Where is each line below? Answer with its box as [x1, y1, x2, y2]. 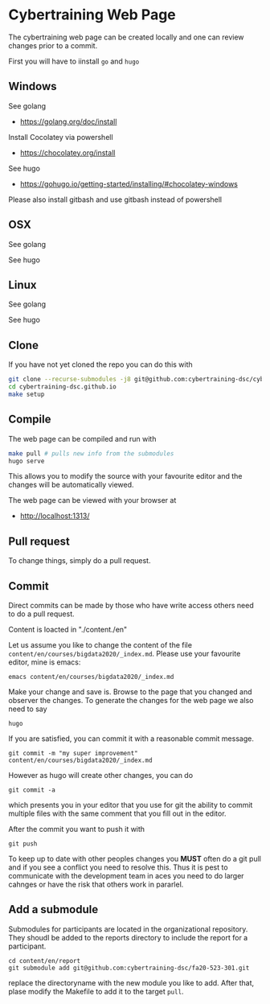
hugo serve [8, 457, 45, 465]
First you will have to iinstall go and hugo [8, 56, 140, 66]
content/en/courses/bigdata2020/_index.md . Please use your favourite [8, 649, 241, 658]
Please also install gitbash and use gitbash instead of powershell [8, 195, 223, 204]
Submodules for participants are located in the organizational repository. [8, 924, 248, 934]
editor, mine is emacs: [8, 657, 81, 667]
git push [8, 840, 38, 848]
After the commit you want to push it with [8, 825, 145, 833]
